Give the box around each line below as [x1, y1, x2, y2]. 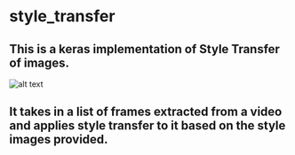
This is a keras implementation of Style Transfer [9, 42, 280, 57]
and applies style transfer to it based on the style [9, 118, 286, 134]
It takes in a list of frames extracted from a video [9, 105, 283, 120]
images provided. [9, 132, 108, 147]
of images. [9, 55, 69, 70]
